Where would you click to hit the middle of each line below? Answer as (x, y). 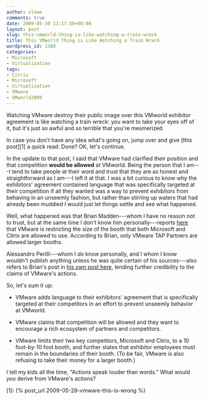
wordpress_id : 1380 (31, 47)
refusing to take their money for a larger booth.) (75, 360)
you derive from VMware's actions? (51, 379)
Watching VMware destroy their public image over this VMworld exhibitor (99, 115)
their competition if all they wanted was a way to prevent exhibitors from (97, 191)
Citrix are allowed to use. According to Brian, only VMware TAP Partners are (102, 235)
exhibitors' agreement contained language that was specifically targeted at (101, 184)
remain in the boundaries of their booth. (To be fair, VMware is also (99, 353)
